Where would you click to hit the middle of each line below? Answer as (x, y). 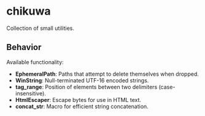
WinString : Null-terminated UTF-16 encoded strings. (82, 80)
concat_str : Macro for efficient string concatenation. (82, 106)
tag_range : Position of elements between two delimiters (86, 87)
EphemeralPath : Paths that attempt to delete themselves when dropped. (107, 74)
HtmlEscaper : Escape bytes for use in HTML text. (78, 100)
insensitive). (30, 93)
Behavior (24, 47)
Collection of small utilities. (41, 28)
